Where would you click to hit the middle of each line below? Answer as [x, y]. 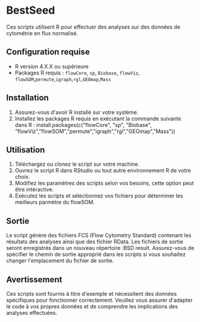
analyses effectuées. [32, 313]
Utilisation [26, 150]
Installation [27, 98]
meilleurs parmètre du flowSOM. [55, 202]
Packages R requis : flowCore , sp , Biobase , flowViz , [77, 73]
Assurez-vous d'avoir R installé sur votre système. [76, 112]
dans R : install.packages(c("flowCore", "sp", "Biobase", [83, 125]
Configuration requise [48, 52]
